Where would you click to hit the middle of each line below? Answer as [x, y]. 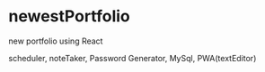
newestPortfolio [70, 16]
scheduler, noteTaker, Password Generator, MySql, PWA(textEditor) [132, 58]
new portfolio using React [56, 41]
